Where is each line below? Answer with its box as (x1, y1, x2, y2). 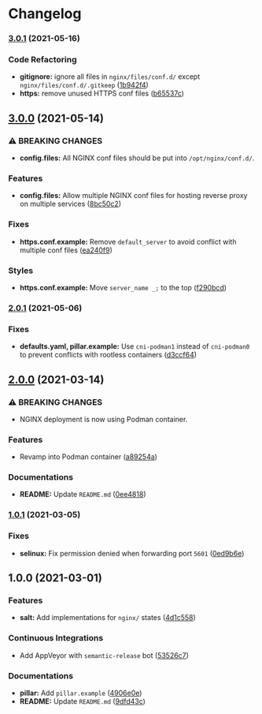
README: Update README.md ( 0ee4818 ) (19, 490, 146, 499)
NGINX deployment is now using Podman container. (19, 414, 188, 424)
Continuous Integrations (8, 633, 104, 644)
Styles (8, 265, 34, 276)
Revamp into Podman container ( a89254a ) (19, 452, 157, 462)
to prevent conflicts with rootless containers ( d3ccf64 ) (19, 350, 197, 360)
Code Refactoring (8, 54, 77, 65)
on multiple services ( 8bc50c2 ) (19, 199, 122, 209)
